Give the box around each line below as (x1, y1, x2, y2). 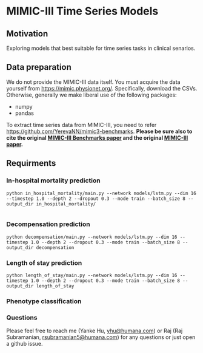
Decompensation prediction (6, 220, 90, 228)
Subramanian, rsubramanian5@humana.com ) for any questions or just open (6, 334, 196, 341)
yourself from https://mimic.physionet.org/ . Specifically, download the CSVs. (6, 84, 198, 92)
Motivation (6, 29, 48, 39)
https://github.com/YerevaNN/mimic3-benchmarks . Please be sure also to (6, 128, 193, 135)
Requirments (6, 158, 56, 168)
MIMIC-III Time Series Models (6, 4, 159, 18)
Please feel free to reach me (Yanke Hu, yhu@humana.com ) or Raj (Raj (6, 327, 183, 335)
